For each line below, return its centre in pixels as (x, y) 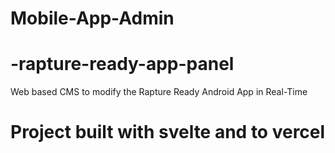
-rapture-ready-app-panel (122, 64)
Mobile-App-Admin (92, 18)
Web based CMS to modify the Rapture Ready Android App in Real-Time (159, 92)
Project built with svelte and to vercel (168, 132)
